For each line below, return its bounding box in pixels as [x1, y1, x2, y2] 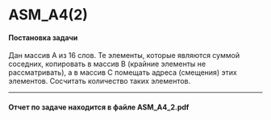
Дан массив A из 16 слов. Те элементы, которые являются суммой [8, 51, 240, 60]
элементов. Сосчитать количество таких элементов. [8, 77, 191, 86]
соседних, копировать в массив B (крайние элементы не [8, 59, 206, 69]
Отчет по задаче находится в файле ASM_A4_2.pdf [8, 102, 190, 112]
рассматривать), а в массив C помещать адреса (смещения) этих [8, 68, 238, 77]
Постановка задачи [8, 32, 78, 42]
